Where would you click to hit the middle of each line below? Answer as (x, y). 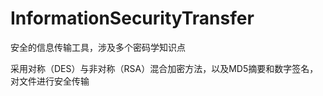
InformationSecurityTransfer (132, 18)
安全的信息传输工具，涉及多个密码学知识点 (98, 47)
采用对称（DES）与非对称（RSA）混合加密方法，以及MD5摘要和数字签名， (164, 68)
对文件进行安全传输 (50, 81)
